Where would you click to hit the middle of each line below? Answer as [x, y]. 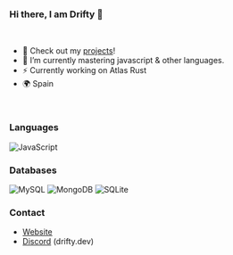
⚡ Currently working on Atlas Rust [84, 70]
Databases [33, 170]
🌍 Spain [38, 84]
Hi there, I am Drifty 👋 [56, 14]
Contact [27, 212]
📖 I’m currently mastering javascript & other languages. [123, 61]
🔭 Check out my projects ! [69, 51]
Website [37, 232]
